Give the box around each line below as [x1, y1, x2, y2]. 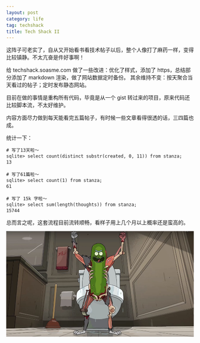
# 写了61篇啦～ [6, 172, 40, 178]
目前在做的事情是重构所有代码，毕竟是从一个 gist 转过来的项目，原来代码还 [6, 94, 190, 101]
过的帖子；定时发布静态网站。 [16, 81, 90, 89]
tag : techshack [6, 22, 44, 28]
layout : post [6, 10, 39, 16]
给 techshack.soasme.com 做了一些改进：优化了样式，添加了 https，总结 [6, 66, 186, 74]
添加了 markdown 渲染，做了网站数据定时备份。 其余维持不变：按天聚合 [11, 74, 188, 81]
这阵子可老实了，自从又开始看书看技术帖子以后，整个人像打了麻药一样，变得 [6, 47, 194, 54]
